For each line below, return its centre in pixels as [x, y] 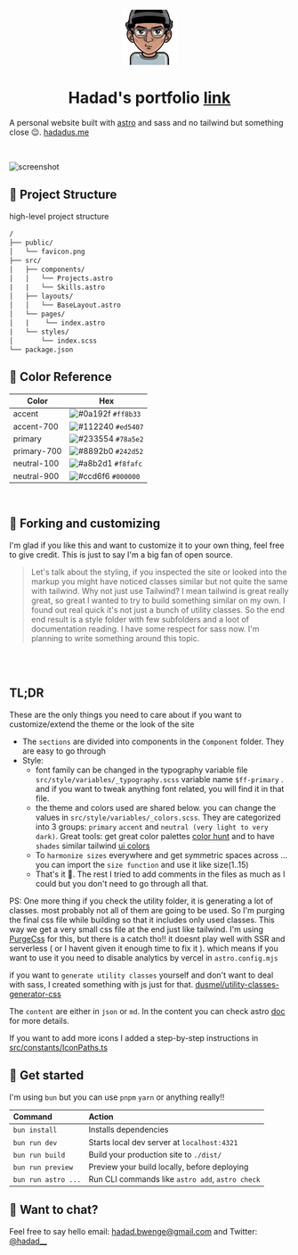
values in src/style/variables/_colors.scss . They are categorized [158, 817]
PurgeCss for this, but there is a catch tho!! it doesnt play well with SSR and [147, 938]
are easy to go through [64, 751]
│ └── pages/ [37, 314]
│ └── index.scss [53, 341]
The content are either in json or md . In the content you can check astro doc [147, 1011]
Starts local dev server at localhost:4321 [163, 1142]
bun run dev [35, 1143]
